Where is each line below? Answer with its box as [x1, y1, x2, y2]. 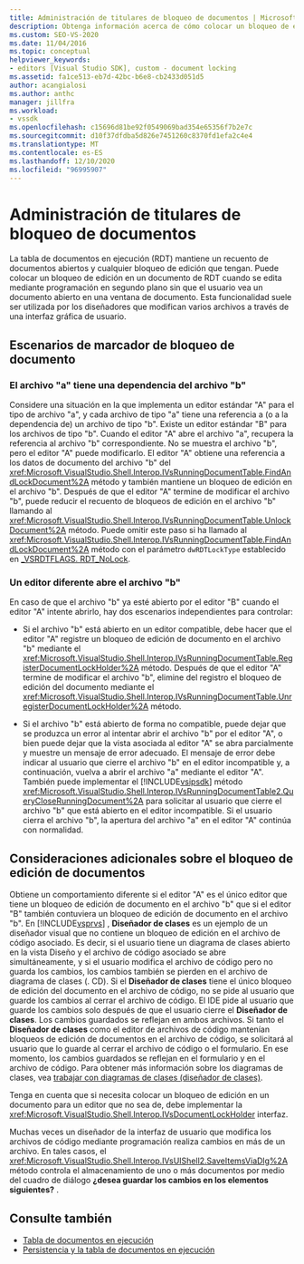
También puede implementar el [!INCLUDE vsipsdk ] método [22, 776, 243, 787]
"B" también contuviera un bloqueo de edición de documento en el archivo [9, 909, 289, 919]
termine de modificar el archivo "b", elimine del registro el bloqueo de [22, 672, 282, 683]
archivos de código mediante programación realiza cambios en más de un [9, 1136, 286, 1147]
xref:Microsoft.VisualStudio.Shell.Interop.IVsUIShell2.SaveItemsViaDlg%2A [9, 1155, 288, 1166]
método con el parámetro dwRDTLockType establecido [90, 544, 287, 554]
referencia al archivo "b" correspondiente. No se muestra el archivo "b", [9, 438, 278, 449]
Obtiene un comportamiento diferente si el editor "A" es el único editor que [9, 890, 288, 900]
